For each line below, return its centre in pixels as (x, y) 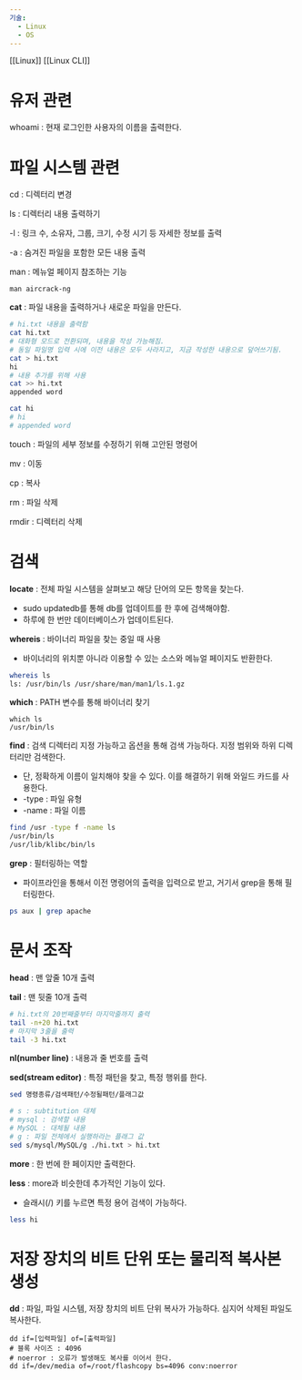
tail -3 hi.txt (38, 1039)
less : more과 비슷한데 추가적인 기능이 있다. (87, 1183)
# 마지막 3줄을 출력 (42, 1031)
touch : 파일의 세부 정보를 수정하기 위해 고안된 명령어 (104, 444)
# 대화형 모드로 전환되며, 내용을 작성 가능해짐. (87, 342)
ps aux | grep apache (50, 912)
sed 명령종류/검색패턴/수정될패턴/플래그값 (77, 1095)
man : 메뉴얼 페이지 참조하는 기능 (68, 272)
